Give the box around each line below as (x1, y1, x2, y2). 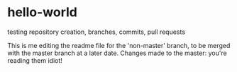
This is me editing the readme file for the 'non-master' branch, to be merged (7, 41, 231, 49)
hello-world (7, 4, 78, 20)
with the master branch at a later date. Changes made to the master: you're (7, 49, 227, 57)
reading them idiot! (7, 56, 62, 64)
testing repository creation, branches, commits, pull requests (7, 28, 186, 36)
